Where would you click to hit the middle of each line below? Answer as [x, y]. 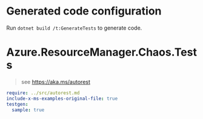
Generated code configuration [84, 11]
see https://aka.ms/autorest [56, 82]
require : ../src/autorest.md [43, 93]
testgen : [17, 104]
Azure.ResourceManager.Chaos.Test [101, 52]
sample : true [28, 110]
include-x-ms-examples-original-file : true [62, 98]
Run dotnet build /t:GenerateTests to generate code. [74, 28]
